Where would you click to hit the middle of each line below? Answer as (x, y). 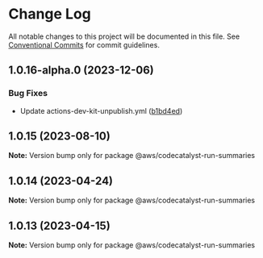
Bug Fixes (28, 94)
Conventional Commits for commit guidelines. (84, 44)
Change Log (50, 14)
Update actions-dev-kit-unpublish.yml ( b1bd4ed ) (101, 110)
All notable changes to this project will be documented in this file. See (124, 36)
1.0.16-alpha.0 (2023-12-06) (81, 71)
